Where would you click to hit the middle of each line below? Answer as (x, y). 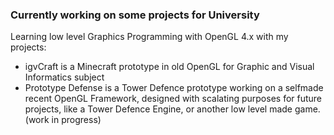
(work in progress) (63, 120)
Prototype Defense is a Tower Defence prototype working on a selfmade (174, 88)
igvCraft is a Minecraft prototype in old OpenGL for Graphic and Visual (169, 67)
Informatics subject (64, 77)
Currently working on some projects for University (135, 15)
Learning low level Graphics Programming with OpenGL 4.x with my (149, 37)
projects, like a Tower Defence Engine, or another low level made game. (172, 109)
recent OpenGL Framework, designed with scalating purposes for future (173, 99)
